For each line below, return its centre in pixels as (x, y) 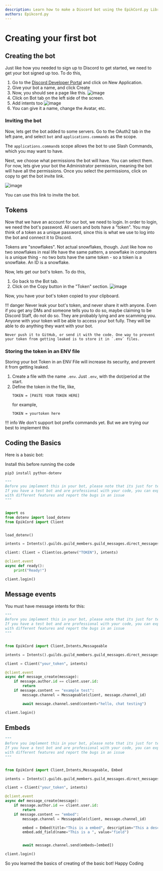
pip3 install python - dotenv (33, 473)
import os (15, 513)
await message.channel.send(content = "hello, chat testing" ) (84, 704)
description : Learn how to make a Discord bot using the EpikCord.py (77, 9)
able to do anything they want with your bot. (49, 326)
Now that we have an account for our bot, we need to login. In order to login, (81, 222)
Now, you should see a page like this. (49, 92)
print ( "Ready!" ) (30, 570)
